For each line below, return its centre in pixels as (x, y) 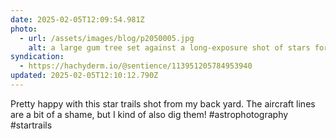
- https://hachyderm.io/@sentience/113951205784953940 (136, 66)
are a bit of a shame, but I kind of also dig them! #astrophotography (149, 114)
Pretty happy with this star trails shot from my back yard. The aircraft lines (163, 103)
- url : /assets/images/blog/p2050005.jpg (107, 38)
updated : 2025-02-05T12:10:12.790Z (84, 76)
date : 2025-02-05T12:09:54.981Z (77, 19)
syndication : (37, 57)
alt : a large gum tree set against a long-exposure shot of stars (169, 47)
